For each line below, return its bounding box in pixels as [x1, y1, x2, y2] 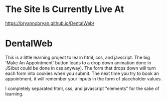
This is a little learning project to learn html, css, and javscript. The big [5, 54, 150, 60]
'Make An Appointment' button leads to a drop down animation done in [5, 59, 151, 66]
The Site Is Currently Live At [5, 4, 124, 15]
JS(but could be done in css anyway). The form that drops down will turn [5, 65, 156, 71]
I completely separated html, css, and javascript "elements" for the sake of [5, 85, 159, 91]
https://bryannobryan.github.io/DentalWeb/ [5, 20, 95, 26]
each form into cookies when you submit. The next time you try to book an [5, 70, 159, 76]
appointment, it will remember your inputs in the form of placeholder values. [5, 75, 162, 81]
